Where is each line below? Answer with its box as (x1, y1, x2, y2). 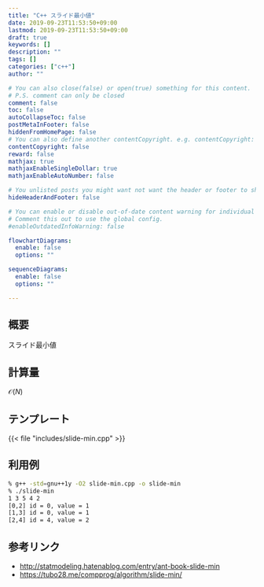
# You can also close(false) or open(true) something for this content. (8, 84, 251, 92)
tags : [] (8, 56, 37, 64)
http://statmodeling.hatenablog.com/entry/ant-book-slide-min (19, 561, 220, 570)
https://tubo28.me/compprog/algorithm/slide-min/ (19, 570, 182, 579)
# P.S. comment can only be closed (8, 91, 125, 99)
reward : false (8, 150, 55, 158)
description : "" (8, 48, 61, 56)
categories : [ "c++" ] (8, 63, 76, 71)
